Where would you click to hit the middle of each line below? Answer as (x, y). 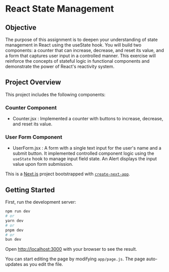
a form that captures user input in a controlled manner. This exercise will (80, 56)
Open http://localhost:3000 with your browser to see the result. (71, 249)
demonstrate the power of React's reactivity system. (60, 66)
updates (14, 264)
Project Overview (33, 82)
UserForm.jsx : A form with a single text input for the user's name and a (87, 148)
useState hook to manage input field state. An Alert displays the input (85, 159)
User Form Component (34, 137)
